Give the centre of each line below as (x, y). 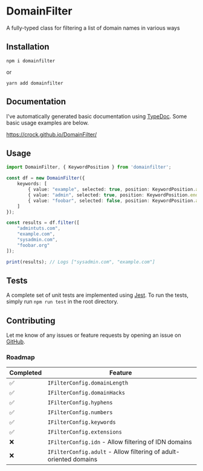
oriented (60, 460)
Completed (26, 373)
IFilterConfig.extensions (85, 432)
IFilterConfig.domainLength (88, 383)
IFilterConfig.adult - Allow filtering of (104, 452)
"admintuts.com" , (39, 229)
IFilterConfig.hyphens (80, 403)
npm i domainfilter (31, 61)
